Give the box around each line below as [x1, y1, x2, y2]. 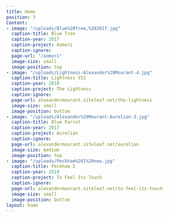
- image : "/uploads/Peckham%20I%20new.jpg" [6, 158, 116, 164]
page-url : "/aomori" [11, 53, 62, 59]
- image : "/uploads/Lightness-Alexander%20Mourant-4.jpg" [6, 70, 152, 76]
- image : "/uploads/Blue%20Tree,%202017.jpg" [6, 25, 120, 32]
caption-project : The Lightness [11, 86, 92, 92]
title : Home [6, 8, 36, 15]
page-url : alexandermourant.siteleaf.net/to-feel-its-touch [11, 185, 163, 191]
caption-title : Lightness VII [11, 75, 86, 81]
